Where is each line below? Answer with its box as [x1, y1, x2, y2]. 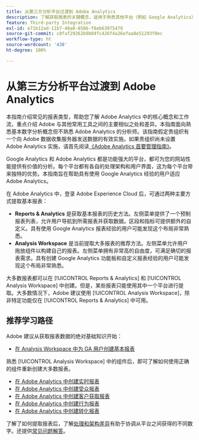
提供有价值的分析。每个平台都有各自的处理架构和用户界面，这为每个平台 [11, 162, 188, 169]
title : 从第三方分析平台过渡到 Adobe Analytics [6, 8, 116, 15]
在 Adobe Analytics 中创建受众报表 [14, 385, 99, 392]
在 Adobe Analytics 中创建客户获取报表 [14, 392, 110, 400]
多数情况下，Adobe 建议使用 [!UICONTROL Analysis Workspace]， [21, 289, 185, 296]
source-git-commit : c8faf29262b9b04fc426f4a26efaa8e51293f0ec [6, 31, 163, 37]
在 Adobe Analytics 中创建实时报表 [14, 377, 99, 385]
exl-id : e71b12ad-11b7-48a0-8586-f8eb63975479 [6, 25, 123, 31]
